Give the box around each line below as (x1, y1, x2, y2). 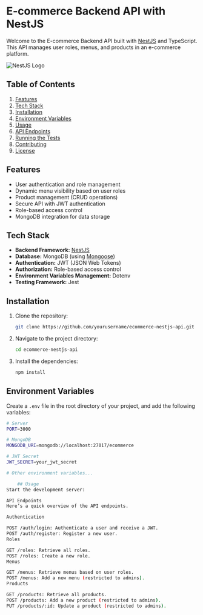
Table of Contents (6, 79, 76, 90)
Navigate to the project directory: (15, 335, 98, 342)
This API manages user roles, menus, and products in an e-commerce (6, 44, 181, 51)
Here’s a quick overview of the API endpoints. (6, 503, 129, 510)
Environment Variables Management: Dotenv (15, 272, 131, 279)
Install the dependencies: (15, 357, 79, 365)
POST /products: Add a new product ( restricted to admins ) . (6, 597, 162, 603)
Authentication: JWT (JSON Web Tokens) (15, 259, 121, 267)
